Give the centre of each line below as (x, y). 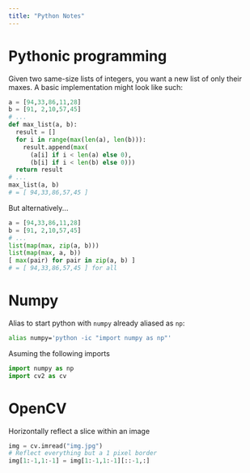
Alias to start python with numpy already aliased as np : (97, 323)
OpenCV (38, 408)
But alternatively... (38, 208)
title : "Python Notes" (47, 16)
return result (39, 170)
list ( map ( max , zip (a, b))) (54, 245)
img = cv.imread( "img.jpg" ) (56, 446)
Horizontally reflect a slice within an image (79, 431)
